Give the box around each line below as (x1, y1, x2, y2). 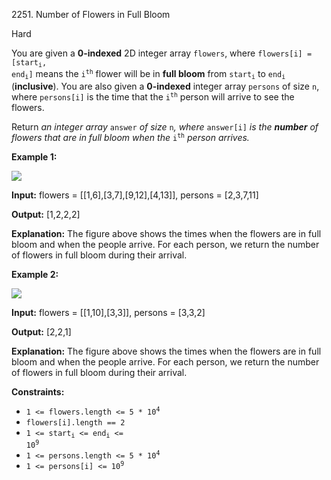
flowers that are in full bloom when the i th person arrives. (11, 131, 250, 143)
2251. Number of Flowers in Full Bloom (11, 9, 171, 20)
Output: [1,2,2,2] (11, 208, 81, 220)
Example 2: (11, 268, 59, 280)
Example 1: (11, 150, 58, 163)
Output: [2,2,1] (11, 325, 72, 338)
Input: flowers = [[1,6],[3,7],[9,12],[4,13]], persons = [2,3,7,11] (11, 189, 259, 201)
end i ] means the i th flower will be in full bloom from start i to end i (11, 68, 286, 81)
